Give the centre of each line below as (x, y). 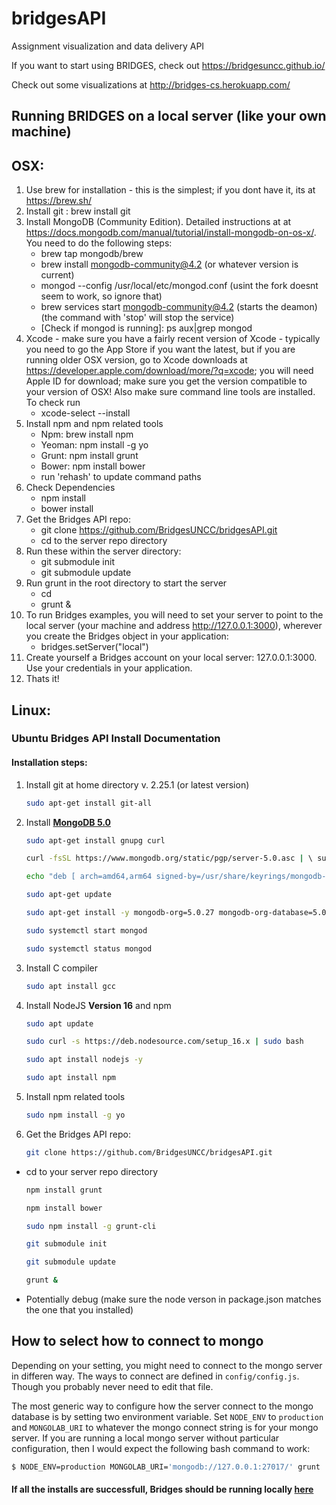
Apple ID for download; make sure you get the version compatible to (166, 381)
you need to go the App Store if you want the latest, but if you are (160, 349)
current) (57, 275)
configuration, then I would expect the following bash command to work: (161, 1448)
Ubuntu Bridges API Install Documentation (116, 739)
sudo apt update (59, 1023)
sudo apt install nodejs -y (84, 1060)
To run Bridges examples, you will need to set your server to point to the (174, 615)
